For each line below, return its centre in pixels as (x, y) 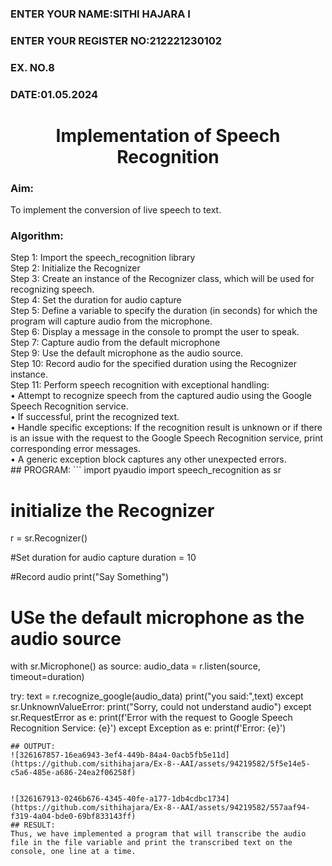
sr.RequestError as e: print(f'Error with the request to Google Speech (151, 718)
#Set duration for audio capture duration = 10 (103, 558)
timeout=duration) (47, 677)
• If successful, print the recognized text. (95, 417)
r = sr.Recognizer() (49, 538)
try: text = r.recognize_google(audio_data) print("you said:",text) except (157, 696)
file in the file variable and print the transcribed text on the (151, 843)
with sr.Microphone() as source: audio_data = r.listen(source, (136, 666)
